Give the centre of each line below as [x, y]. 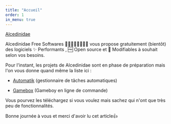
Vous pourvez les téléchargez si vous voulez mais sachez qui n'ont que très [85, 100]
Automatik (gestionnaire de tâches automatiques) [65, 80]
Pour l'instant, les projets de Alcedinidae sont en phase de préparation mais [85, 65]
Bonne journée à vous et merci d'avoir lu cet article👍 [62, 116]
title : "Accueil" [24, 10]
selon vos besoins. [25, 55]
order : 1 [15, 15]
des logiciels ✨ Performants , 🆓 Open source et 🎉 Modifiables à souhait [81, 50]
